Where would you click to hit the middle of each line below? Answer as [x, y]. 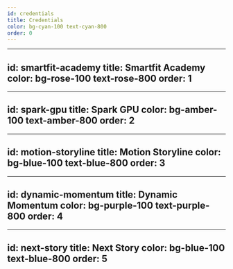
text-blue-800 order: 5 [57, 258]
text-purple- [182, 206]
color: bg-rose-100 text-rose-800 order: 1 [100, 78]
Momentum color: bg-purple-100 [80, 206]
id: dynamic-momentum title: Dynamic [93, 195]
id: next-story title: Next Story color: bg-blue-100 [116, 248]
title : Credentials [35, 20]
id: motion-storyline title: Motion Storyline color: [114, 152]
